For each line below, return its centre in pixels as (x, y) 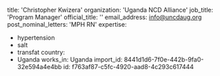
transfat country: (41, 52)
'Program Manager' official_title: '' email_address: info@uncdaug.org (104, 17)
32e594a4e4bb (39, 67)
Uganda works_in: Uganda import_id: (70, 60)
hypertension (36, 38)
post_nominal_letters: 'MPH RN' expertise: (67, 24)
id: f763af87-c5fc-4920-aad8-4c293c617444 (129, 67)
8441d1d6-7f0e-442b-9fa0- (164, 60)
